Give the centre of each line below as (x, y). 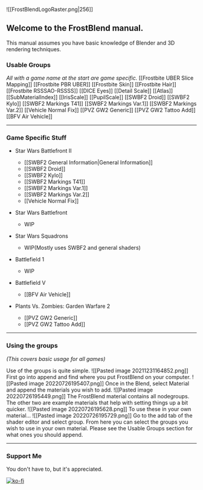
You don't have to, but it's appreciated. (54, 469)
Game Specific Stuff (36, 138)
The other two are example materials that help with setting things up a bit (97, 402)
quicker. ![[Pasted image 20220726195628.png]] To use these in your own (99, 409)
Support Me (24, 456)
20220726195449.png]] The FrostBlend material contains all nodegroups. (98, 396)
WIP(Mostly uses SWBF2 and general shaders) (82, 248)
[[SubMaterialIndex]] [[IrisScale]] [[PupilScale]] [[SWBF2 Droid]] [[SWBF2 (98, 97)
